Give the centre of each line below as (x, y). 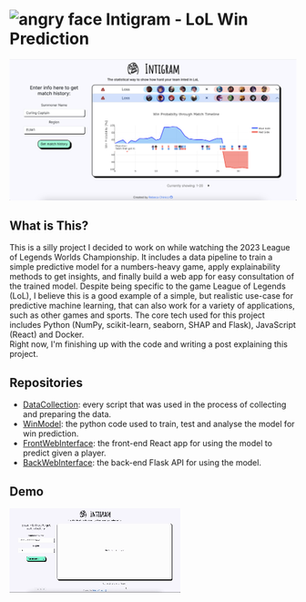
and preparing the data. (67, 414)
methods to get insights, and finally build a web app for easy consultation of (152, 277)
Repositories (46, 383)
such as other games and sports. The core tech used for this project (138, 315)
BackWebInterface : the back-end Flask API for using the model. (142, 463)
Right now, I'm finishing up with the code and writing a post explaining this (149, 344)
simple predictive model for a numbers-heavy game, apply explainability (145, 267)
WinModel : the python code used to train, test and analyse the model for (158, 424)
